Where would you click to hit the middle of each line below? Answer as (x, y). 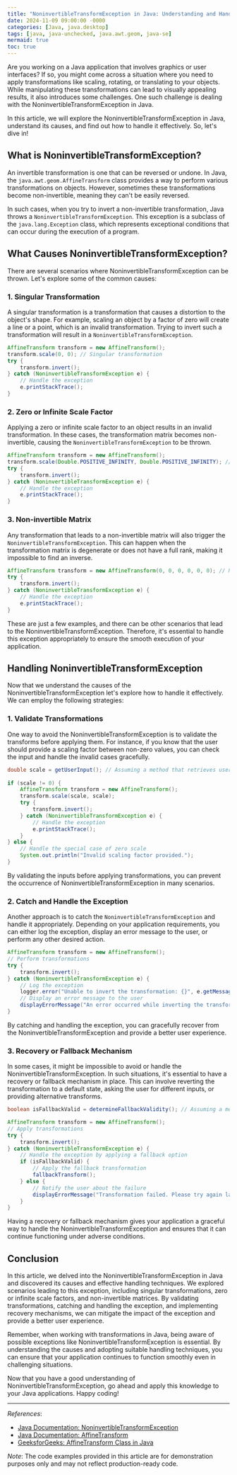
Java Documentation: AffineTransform (73, 1435)
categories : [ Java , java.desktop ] (58, 27)
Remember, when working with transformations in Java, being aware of (111, 1335)
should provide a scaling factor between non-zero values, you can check (114, 749)
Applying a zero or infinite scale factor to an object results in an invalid (110, 427)
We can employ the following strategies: (66, 700)
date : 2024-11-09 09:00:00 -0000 (56, 21)
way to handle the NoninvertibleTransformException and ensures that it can (117, 1229)
